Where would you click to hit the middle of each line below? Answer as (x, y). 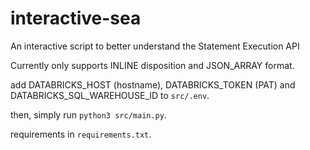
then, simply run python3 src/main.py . (88, 114)
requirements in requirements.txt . (81, 134)
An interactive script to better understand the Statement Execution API (155, 46)
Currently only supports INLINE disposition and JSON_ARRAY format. (152, 65)
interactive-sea (76, 18)
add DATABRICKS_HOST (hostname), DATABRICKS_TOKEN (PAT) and (153, 84)
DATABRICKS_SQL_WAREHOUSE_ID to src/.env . (110, 95)
